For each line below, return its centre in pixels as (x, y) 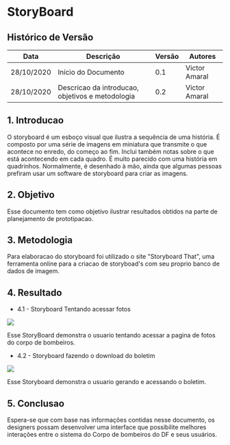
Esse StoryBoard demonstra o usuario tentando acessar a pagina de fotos (111, 335)
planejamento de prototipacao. (50, 218)
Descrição (103, 56)
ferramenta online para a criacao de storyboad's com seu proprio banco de (114, 264)
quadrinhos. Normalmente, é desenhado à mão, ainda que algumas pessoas (115, 166)
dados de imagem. (33, 271)
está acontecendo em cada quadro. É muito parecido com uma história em (112, 159)
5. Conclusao (36, 404)
